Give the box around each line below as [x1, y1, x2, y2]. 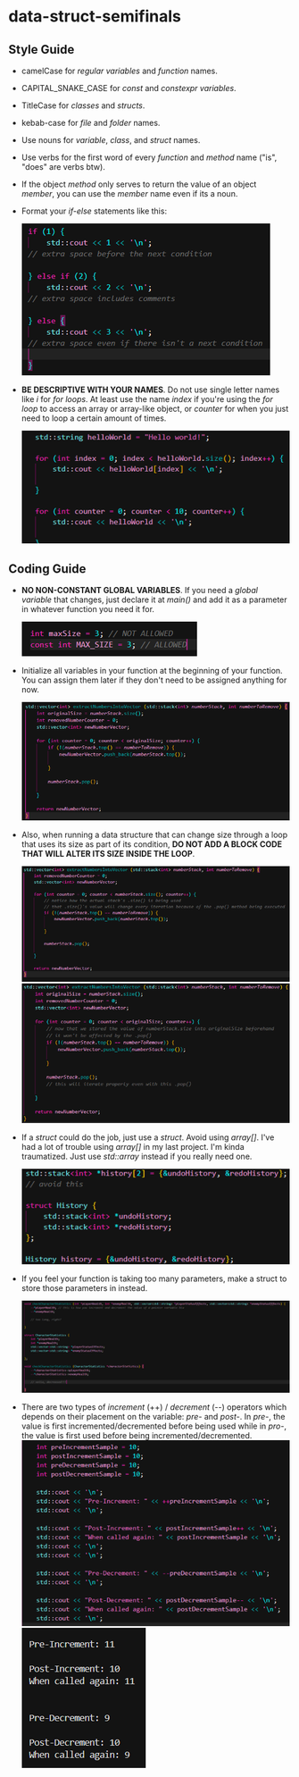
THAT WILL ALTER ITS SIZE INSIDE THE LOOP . [21, 849, 195, 859]
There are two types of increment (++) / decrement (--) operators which [21, 1402, 287, 1412]
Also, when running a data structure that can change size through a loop [21, 829, 288, 841]
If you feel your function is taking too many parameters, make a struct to [21, 1273, 287, 1284]
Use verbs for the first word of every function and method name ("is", [21, 152, 278, 163]
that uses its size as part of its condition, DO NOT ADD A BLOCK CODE [21, 839, 283, 850]
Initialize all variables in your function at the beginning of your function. [21, 665, 283, 675]
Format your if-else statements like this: [21, 205, 167, 216]
